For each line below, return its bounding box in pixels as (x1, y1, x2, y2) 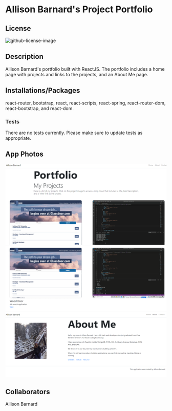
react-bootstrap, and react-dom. (5, 105, 74, 111)
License (5, 24, 31, 33)
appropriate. (5, 135, 32, 141)
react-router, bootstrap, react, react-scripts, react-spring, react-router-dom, (5, 100, 166, 106)
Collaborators (5, 387, 50, 396)
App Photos (5, 150, 44, 159)
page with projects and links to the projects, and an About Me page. (5, 71, 148, 77)
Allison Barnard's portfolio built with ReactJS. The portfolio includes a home (5, 66, 165, 72)
